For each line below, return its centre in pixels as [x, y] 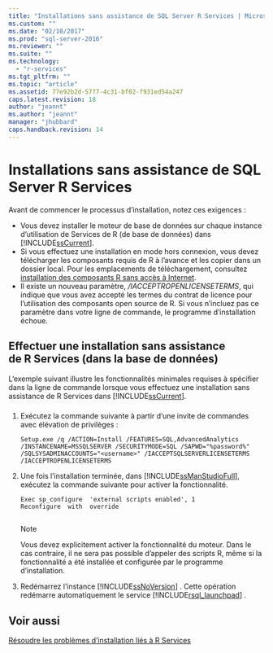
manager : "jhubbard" [43, 122]
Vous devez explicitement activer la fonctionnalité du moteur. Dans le [136, 545]
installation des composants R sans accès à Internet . [108, 277]
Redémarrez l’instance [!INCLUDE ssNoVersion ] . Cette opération [128, 586]
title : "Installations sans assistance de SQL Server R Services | [125, 16]
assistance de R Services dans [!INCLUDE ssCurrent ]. [97, 396]
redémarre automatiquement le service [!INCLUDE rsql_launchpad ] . [133, 595]
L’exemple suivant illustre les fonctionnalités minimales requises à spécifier [134, 379]
